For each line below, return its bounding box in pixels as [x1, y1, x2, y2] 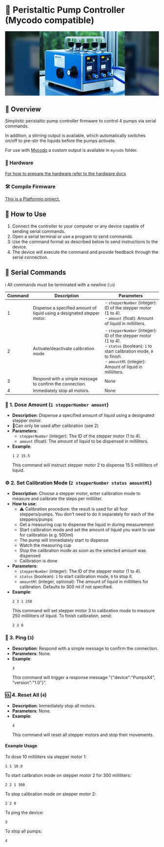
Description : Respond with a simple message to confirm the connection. [12, 645, 159, 651]
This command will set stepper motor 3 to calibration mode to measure [12, 608, 155, 614]
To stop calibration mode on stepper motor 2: [5, 791, 96, 797]
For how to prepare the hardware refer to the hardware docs [5, 170, 126, 176]
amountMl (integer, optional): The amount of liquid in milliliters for [19, 578, 149, 585]
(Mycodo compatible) [5, 15, 94, 26]
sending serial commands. [12, 228, 65, 234]
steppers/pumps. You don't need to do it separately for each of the [19, 511, 154, 517]
